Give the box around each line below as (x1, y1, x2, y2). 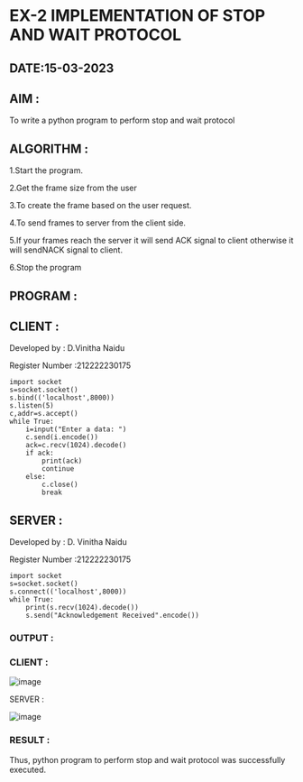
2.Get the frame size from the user (9, 182, 137, 194)
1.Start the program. (9, 165, 84, 176)
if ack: (25, 448, 54, 458)
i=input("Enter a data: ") (25, 425, 127, 434)
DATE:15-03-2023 (9, 60, 115, 76)
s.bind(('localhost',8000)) (9, 393, 115, 402)
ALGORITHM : (9, 141, 88, 156)
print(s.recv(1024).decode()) (25, 603, 140, 612)
